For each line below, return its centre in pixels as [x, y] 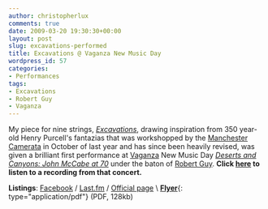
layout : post [30, 38]
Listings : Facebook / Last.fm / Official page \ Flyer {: [96, 188]
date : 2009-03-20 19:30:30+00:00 [65, 31]
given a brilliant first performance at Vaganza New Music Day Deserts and [132, 156]
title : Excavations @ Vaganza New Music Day [85, 53]
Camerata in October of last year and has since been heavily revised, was [132, 147]
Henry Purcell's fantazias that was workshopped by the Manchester [134, 138]
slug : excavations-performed [58, 46]
